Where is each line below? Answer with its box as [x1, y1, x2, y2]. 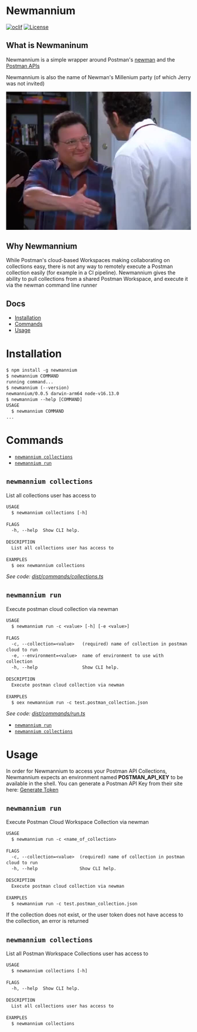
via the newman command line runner [6, 281, 98, 288]
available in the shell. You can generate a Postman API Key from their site [6, 780, 183, 787]
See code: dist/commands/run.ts [6, 709, 86, 717]
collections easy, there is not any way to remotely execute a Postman [6, 263, 173, 270]
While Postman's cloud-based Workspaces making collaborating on [6, 257, 170, 264]
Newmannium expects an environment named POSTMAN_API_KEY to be [6, 773, 184, 780]
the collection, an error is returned [6, 918, 89, 925]
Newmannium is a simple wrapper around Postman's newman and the [6, 56, 175, 63]
